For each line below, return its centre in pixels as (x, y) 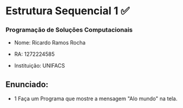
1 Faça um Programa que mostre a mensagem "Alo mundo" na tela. (96, 99)
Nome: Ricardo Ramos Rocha (50, 43)
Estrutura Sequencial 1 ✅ (68, 11)
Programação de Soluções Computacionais (69, 30)
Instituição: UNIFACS (39, 66)
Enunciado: (27, 84)
